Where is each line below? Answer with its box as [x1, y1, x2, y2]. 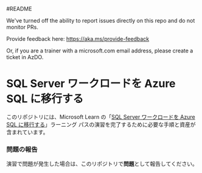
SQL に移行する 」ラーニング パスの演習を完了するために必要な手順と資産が [6, 121, 196, 128]
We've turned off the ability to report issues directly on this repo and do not [6, 17, 195, 24]
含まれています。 [6, 128, 49, 136]
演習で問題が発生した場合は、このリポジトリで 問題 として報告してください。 [6, 160, 198, 168]
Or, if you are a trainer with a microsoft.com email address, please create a [6, 47, 193, 54]
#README [6, 5, 32, 12]
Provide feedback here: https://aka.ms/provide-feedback [6, 35, 150, 42]
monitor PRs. [6, 24, 38, 30]
